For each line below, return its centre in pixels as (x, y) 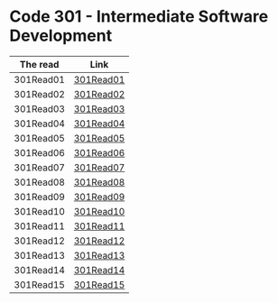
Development (61, 36)
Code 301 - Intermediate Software (139, 17)
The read (39, 64)
